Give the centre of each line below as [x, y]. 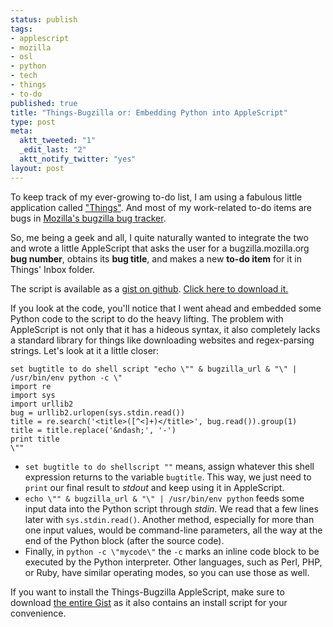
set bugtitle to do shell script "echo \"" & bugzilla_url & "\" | [154, 369]
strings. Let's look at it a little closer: [85, 350]
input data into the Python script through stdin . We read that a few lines [171, 508]
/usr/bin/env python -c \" [66, 377]
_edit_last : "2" [53, 150]
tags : [21, 29]
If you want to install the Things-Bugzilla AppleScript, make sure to [147, 592]
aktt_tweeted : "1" [58, 141]
